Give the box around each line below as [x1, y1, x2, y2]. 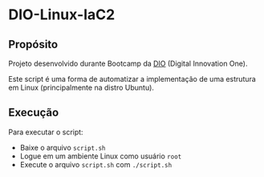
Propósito [8, 38, 59, 51]
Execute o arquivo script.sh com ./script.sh [19, 159, 173, 169]
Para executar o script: [8, 127, 83, 137]
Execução [8, 106, 59, 119]
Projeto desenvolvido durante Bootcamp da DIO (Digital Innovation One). [8, 58, 248, 68]
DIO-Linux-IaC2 [8, 6, 116, 24]
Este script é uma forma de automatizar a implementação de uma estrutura [8, 74, 257, 83]
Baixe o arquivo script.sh [19, 143, 106, 152]
